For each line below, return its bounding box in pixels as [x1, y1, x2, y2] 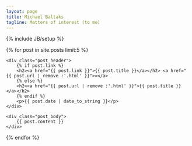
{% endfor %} [6, 134, 40, 141]
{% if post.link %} [16, 63, 64, 69]
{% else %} [16, 78, 43, 84]
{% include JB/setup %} [6, 35, 64, 42]
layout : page [6, 8, 38, 15]
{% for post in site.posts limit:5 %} [6, 47, 89, 54]
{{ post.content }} [16, 119, 64, 125]
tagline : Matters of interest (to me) [6, 19, 100, 25]
